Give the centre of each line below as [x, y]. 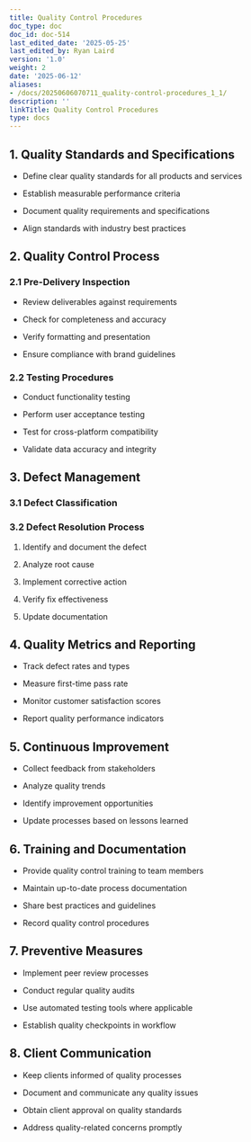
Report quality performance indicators [93, 718]
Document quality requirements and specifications [116, 210]
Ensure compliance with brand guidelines [99, 354]
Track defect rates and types [76, 666]
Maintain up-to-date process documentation [104, 888]
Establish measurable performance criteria [101, 193]
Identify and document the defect [84, 547]
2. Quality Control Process [85, 257]
